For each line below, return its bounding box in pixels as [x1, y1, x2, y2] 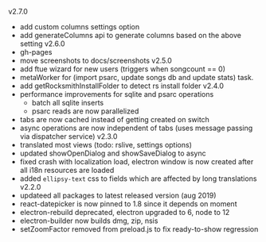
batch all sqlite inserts [31, 98, 104, 107]
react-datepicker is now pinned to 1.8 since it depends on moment [19, 199, 237, 209]
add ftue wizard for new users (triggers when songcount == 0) [19, 64, 225, 74]
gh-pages [19, 48, 53, 56]
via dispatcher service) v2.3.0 [19, 132, 118, 141]
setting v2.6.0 [19, 39, 65, 48]
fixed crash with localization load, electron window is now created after [19, 157, 254, 166]
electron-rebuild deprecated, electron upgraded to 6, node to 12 [19, 208, 230, 217]
